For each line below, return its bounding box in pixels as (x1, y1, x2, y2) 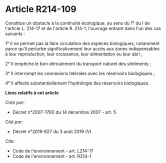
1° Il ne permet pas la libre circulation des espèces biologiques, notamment (5, 40, 160, 46)
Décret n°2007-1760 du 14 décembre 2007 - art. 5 (12, 109, 116, 115)
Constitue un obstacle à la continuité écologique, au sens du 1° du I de (5, 20, 150, 26)
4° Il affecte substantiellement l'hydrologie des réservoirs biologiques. (5, 80, 149, 86)
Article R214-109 (5, 3, 76, 15)
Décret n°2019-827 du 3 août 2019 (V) (12, 128, 91, 134)
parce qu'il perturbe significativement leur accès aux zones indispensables (5, 45, 160, 51)
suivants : (5, 30, 25, 36)
